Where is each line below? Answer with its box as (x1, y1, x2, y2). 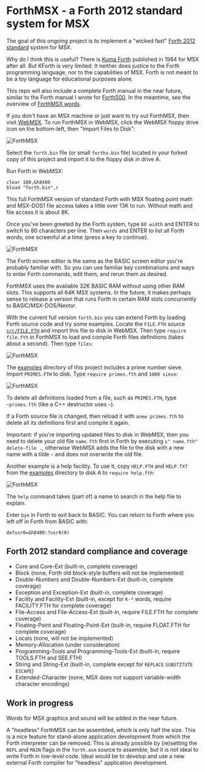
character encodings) (15, 680, 70, 687)
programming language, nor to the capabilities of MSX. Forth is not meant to (6, 68, 198, 76)
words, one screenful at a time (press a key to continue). (6, 233, 149, 240)
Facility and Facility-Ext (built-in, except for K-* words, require (15, 595, 172, 602)
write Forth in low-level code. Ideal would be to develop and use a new (6, 752, 185, 760)
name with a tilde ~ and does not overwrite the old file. (6, 450, 143, 458)
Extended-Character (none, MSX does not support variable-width (15, 674, 181, 681)
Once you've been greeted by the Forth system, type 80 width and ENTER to (6, 220, 199, 227)
